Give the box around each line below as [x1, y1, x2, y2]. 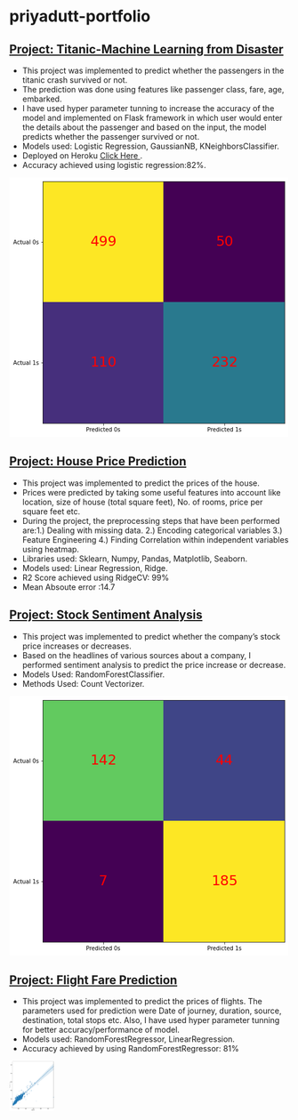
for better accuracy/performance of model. [21, 1025, 181, 1035]
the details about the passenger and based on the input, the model [21, 122, 267, 133]
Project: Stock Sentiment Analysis [9, 608, 203, 623]
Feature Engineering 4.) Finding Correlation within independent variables [21, 534, 289, 544]
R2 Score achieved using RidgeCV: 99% [21, 572, 170, 583]
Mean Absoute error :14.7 [21, 581, 116, 592]
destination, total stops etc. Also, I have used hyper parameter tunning [21, 1015, 280, 1026]
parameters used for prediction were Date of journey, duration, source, [21, 1005, 282, 1016]
